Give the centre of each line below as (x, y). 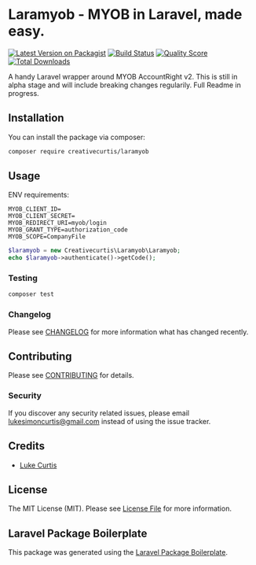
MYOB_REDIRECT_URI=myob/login (58, 223)
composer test (31, 294)
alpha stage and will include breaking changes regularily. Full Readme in (124, 85)
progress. (24, 93)
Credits (27, 446)
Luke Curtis (38, 465)
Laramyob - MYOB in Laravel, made (125, 15)
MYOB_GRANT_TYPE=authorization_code (68, 230)
